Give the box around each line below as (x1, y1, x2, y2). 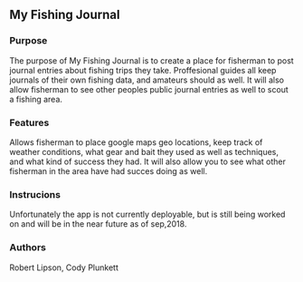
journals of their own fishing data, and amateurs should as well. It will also (9, 74, 285, 85)
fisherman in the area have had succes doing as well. (9, 165, 208, 176)
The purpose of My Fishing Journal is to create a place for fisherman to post (9, 54, 294, 66)
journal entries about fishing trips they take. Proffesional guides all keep (9, 64, 277, 75)
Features (9, 116, 50, 129)
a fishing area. (9, 93, 63, 104)
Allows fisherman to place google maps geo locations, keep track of (9, 136, 263, 148)
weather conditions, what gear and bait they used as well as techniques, (9, 146, 279, 157)
